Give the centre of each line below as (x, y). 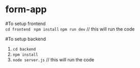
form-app (26, 9)
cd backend (24, 49)
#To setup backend (26, 39)
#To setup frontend (25, 24)
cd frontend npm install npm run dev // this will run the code (70, 29)
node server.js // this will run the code (53, 59)
